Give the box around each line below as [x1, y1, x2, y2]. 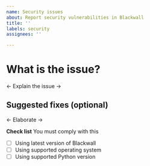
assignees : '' [6, 31, 42, 37]
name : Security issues [6, 8, 63, 15]
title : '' [6, 20, 31, 26]
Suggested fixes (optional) [6, 100, 108, 110]
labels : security [6, 25, 50, 32]
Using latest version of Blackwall [14, 139, 96, 147]
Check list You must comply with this [6, 127, 99, 135]
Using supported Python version [14, 153, 96, 160]
